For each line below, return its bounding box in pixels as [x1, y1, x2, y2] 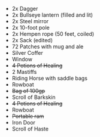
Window [11, 56, 33, 63]
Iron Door [11, 119, 36, 126]
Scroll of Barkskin [11, 94, 56, 101]
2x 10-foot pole [11, 24, 50, 31]
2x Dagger [11, 5, 38, 12]
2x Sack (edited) [11, 37, 53, 43]
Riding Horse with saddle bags [11, 74, 88, 82]
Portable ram [11, 113, 44, 120]
